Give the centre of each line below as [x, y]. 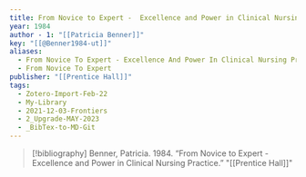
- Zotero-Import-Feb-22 [62, 93]
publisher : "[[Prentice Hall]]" [71, 77]
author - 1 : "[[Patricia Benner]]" [77, 34]
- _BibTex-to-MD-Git [56, 128]
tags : [20, 85]
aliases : [26, 52]
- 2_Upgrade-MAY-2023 [59, 119]
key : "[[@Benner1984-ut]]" [61, 43]
